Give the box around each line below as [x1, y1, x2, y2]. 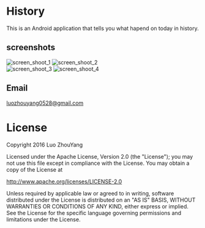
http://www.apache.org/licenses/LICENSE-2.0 [6, 178, 122, 185]
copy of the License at [6, 165, 63, 173]
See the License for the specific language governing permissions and [6, 209, 182, 216]
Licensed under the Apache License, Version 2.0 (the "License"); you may [6, 153, 193, 160]
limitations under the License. [6, 216, 81, 223]
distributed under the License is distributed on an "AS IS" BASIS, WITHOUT [6, 196, 196, 203]
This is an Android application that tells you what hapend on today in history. [6, 25, 199, 32]
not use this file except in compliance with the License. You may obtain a [6, 159, 190, 167]
